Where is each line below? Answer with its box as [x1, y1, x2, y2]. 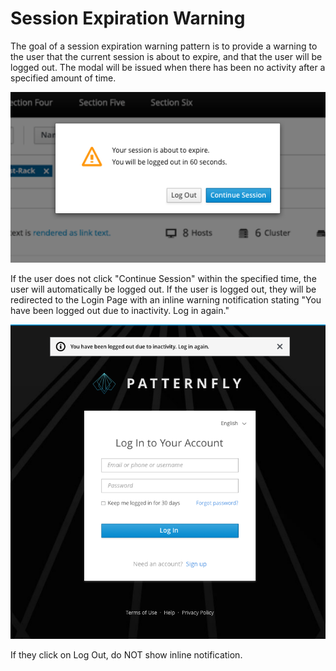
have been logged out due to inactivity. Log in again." [10, 305, 230, 317]
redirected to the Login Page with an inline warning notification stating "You [10, 294, 322, 306]
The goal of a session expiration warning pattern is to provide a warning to [10, 40, 318, 52]
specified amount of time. [10, 72, 117, 84]
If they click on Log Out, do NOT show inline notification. [10, 649, 243, 661]
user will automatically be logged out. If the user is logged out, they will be [10, 283, 317, 296]
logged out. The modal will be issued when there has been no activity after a [10, 61, 326, 73]
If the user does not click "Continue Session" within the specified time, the [10, 273, 317, 285]
